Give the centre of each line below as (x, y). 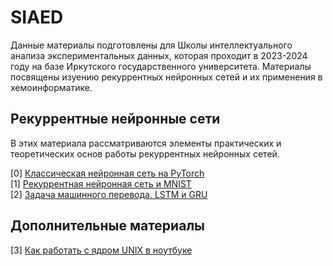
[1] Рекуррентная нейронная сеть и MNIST (101, 183)
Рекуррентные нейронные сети (115, 119)
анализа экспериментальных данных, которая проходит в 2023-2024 (159, 55)
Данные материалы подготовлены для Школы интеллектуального (151, 45)
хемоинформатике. (51, 87)
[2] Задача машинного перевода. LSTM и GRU (109, 194)
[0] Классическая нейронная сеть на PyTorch (107, 173)
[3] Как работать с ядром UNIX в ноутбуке (101, 250)
